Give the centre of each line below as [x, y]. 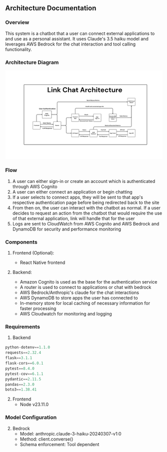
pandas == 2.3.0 [20, 384]
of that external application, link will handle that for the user [73, 218]
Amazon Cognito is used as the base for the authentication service [88, 282]
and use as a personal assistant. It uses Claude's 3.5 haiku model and [77, 38]
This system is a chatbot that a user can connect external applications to [80, 33]
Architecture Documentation [51, 8]
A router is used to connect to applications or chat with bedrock [85, 287]
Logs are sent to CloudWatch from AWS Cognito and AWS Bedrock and [86, 223]
